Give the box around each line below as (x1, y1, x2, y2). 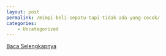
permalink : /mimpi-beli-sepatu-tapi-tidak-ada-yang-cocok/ (6, 15, 160, 21)
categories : (6, 20, 37, 26)
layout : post (6, 9, 40, 15)
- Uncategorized (17, 26, 59, 32)
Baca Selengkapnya (6, 43, 57, 50)
